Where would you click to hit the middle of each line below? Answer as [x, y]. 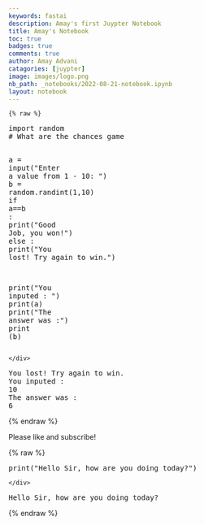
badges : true [30, 46]
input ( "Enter [35, 168]
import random [37, 128]
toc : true [25, 39]
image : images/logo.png [49, 76]
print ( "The [30, 312]
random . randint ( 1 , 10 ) [52, 193]
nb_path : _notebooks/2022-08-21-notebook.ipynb [91, 84]
